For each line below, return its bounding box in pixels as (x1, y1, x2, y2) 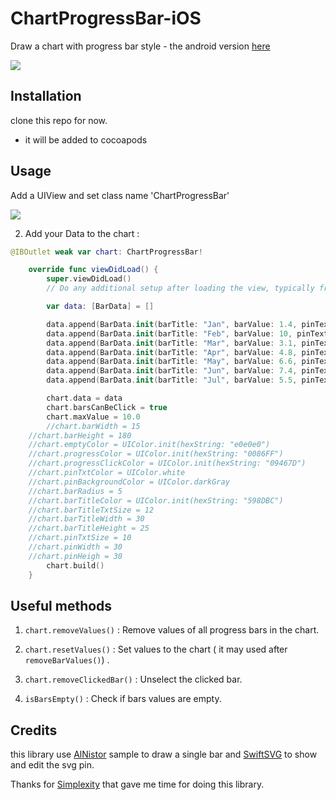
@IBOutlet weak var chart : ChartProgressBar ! (10, 247, 203, 257)
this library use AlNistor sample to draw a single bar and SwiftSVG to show (10, 748, 318, 761)
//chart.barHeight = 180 (28, 430, 132, 441)
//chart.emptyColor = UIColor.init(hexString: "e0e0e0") (28, 440, 271, 450)
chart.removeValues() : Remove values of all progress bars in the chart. (24, 624, 320, 636)
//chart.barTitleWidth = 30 (28, 514, 145, 524)
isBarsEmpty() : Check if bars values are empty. (24, 693, 222, 705)
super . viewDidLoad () (46, 274, 132, 284)
